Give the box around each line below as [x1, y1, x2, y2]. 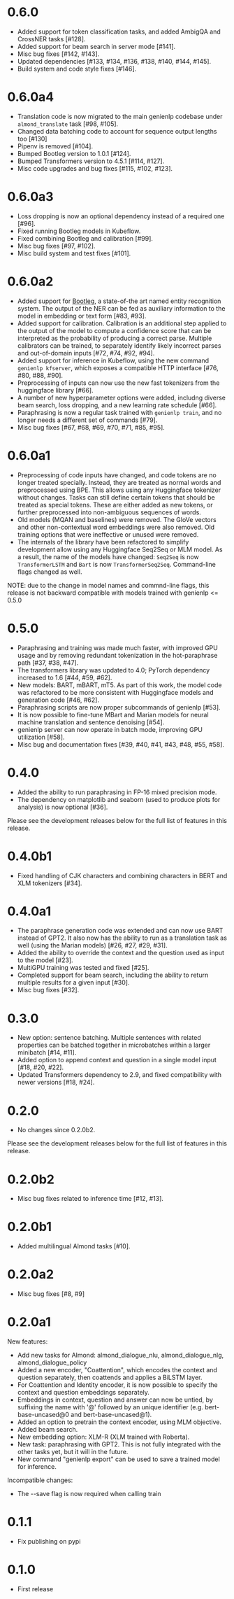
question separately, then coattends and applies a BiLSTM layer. [17, 1373, 203, 1382]
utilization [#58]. [17, 733, 65, 741]
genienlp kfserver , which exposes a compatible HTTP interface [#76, [17, 363, 219, 372]
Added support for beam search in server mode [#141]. [17, 42, 176, 50]
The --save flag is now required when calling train [17, 1490, 161, 1498]
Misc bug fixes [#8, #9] [17, 1290, 85, 1298]
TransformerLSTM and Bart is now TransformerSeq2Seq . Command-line [17, 560, 217, 568]
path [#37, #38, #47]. [17, 658, 79, 667]
